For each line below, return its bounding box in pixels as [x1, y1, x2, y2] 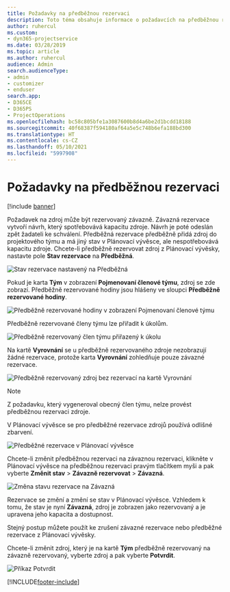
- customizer [7, 80, 44, 87]
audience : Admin [7, 61, 53, 68]
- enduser [7, 86, 36, 93]
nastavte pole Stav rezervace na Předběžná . [7, 251, 135, 260]
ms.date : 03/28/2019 [7, 42, 66, 49]
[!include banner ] [7, 202, 56, 210]
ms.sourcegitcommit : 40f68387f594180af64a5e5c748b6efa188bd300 [7, 125, 192, 131]
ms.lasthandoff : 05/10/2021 [7, 144, 88, 151]
